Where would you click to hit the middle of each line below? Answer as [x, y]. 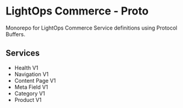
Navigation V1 [31, 74]
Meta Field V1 [31, 87]
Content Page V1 [35, 80]
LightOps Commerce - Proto [77, 11]
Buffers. [15, 34]
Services [23, 53]
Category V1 [30, 93]
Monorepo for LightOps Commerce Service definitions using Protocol [91, 28]
